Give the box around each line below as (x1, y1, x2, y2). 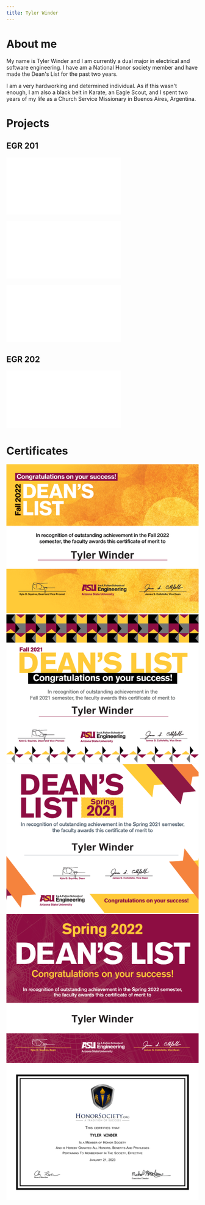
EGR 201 (6, 141, 38, 151)
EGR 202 (6, 354, 40, 364)
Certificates (6, 444, 68, 458)
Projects (6, 116, 50, 130)
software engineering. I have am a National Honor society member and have (6, 64, 198, 71)
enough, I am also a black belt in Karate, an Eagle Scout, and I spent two (6, 89, 188, 96)
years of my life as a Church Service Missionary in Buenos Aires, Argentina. (6, 95, 196, 102)
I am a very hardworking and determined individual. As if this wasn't (6, 82, 178, 89)
